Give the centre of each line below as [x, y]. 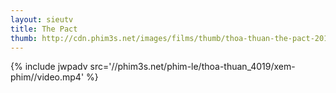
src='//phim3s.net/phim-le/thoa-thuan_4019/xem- [192, 67]
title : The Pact [44, 29]
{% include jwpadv [49, 67]
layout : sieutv [42, 19]
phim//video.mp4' [47, 77]
